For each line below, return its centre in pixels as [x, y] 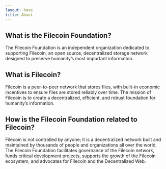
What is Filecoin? [33, 75]
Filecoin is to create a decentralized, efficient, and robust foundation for [80, 98]
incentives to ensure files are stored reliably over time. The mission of [78, 92]
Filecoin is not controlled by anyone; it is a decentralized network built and [83, 139]
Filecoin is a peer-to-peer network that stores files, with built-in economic [83, 87]
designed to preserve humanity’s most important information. [70, 59]
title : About [19, 15]
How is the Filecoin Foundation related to [71, 119]
